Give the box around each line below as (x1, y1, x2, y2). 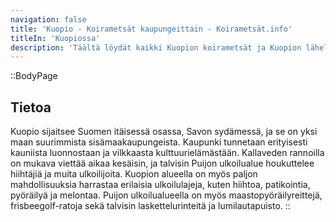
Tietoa (10, 99, 52, 116)
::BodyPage (10, 70, 58, 82)
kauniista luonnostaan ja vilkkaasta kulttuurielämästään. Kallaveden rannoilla (10, 147, 325, 159)
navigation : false (10, 14, 87, 25)
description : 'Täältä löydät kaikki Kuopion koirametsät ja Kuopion (10, 42, 302, 53)
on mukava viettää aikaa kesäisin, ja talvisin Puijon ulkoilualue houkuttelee (10, 157, 315, 170)
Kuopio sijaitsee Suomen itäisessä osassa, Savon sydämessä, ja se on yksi (10, 126, 318, 138)
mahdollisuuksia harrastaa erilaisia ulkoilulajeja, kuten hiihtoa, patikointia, (10, 179, 311, 191)
